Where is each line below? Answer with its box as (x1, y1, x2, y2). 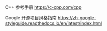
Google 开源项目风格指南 (5, 15, 57, 21)
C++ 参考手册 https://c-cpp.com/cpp (5, 4, 82, 10)
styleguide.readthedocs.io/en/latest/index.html (5, 20, 102, 26)
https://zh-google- (57, 15, 96, 21)
